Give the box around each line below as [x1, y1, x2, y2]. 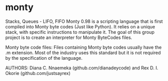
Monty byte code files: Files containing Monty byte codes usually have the [5, 44, 162, 50]
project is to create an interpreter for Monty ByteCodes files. [5, 34, 133, 40]
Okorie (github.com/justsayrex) [5, 70, 70, 76]
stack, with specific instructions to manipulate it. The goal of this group [5, 29, 155, 35]
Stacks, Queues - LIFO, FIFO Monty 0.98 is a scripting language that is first [5, 18, 163, 24]
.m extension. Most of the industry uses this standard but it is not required [5, 50, 161, 56]
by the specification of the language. [5, 55, 83, 61]
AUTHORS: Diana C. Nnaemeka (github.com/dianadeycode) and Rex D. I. [5, 65, 158, 71]
